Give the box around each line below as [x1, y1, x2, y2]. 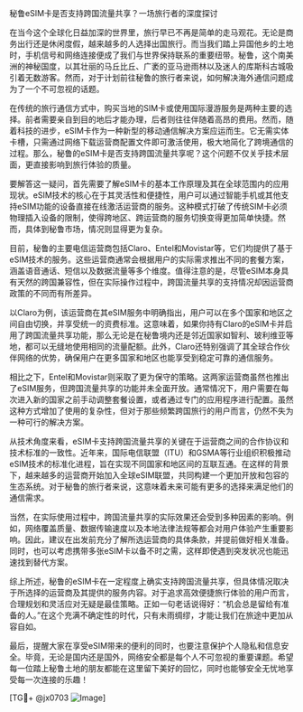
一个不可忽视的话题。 [24, 84, 105, 94]
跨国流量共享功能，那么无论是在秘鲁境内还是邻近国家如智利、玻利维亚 [24, 330, 286, 341]
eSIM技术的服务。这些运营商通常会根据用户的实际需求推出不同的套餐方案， [9, 254, 289, 265]
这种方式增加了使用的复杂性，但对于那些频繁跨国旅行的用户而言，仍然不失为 [9, 406, 294, 416]
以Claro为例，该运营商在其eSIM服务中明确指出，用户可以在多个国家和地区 [9, 307, 286, 318]
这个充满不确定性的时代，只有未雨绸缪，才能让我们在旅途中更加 [48, 610, 286, 621]
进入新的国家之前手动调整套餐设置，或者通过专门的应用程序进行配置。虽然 [16, 394, 294, 405]
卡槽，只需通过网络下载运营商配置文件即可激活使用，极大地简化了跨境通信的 [9, 136, 294, 147]
